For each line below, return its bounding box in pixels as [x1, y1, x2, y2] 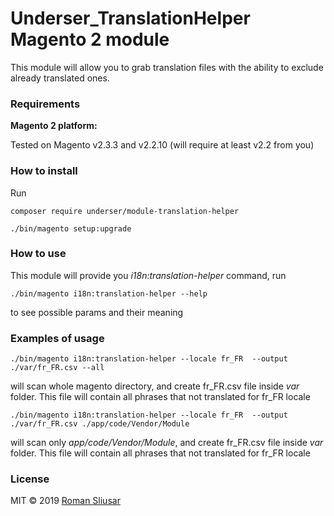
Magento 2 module [10, 28, 170, 51]
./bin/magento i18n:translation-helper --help [10, 288, 208, 299]
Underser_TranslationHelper [10, 7, 251, 30]
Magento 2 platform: [10, 120, 98, 132]
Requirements [10, 97, 81, 111]
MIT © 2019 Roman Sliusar [10, 495, 121, 507]
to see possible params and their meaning [10, 306, 184, 318]
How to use [10, 247, 67, 261]
